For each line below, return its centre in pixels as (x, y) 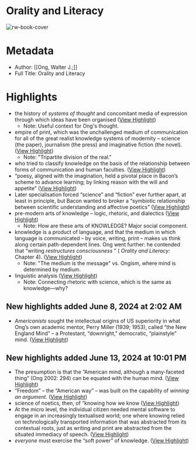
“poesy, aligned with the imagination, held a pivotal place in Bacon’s (96, 176)
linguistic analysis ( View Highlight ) (56, 276)
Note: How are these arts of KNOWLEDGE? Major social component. (106, 226)
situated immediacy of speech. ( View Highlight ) (72, 434)
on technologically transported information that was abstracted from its (100, 422)
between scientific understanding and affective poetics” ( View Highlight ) (102, 207)
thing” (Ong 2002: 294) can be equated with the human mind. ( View (97, 378)
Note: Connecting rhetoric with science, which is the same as (97, 282)
